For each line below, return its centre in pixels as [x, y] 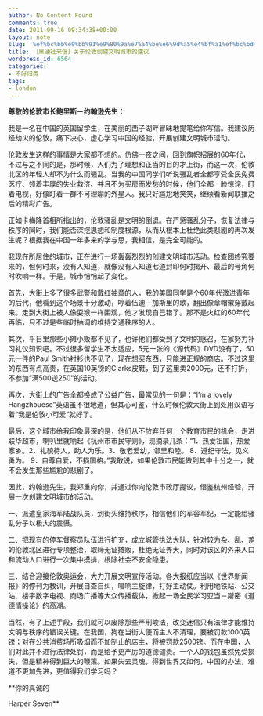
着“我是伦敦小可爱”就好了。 [52, 414]
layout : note [29, 37]
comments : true [33, 23]
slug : [17, 45]
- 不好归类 [23, 74]
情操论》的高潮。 [42, 605]
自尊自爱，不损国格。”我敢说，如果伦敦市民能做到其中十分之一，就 [148, 460]
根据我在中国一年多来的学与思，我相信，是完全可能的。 [118, 240]
